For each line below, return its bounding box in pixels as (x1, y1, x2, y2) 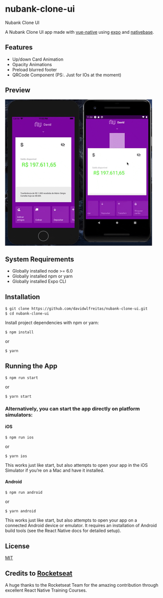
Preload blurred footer (12, 67, 57, 72)
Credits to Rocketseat (5, 569, 72, 577)
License (5, 542, 30, 550)
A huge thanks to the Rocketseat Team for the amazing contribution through (5, 582, 159, 588)
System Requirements (5, 255, 74, 263)
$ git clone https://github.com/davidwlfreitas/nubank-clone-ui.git (5, 306, 148, 311)
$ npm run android (5, 490, 43, 495)
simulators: (5, 411, 33, 418)
